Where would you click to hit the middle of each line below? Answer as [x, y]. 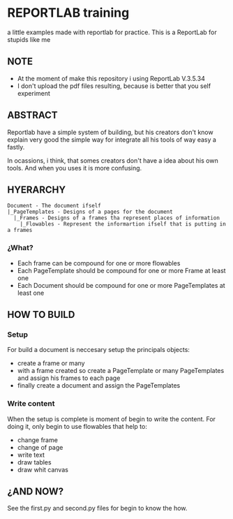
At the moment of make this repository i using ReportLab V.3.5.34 [111, 78]
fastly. [16, 147]
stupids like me [29, 39]
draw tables [34, 462]
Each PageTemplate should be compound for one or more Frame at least [121, 270]
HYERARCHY [37, 190]
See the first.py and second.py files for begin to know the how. [97, 509]
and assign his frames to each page [69, 378]
